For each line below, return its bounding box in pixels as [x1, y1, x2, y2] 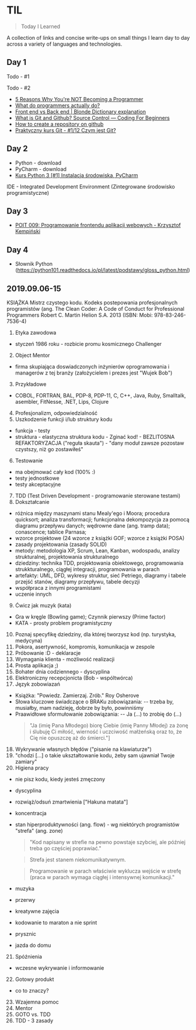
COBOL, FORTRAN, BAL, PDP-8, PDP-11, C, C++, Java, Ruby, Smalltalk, [15, 392, 186, 399]
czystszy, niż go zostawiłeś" [15, 446, 83, 452]
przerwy [15, 897, 36, 903]
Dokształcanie [15, 499, 50, 505]
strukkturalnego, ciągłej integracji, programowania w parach [15, 566, 160, 572]
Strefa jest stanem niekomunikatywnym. [29, 856, 126, 863]
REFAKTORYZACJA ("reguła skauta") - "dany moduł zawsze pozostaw [15, 440, 184, 447]
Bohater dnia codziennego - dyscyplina [15, 668, 110, 675]
